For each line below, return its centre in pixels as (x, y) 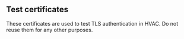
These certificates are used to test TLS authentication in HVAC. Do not (92, 23)
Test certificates (37, 10)
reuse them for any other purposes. (50, 30)
